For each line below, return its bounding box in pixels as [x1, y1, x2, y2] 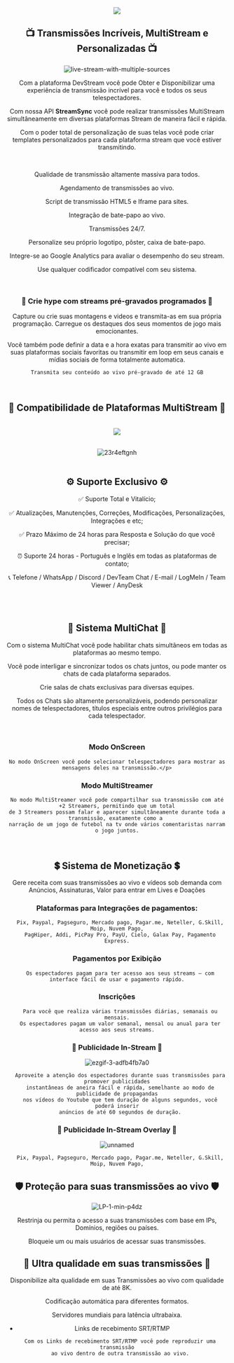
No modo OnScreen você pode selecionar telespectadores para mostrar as [8, 758, 226, 765]
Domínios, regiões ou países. [75, 1224, 159, 1232]
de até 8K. [102, 1284, 132, 1292]
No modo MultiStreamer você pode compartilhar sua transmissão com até [10, 797, 224, 804]
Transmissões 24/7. [89, 224, 145, 233]
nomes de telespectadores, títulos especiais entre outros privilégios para [12, 704, 222, 712]
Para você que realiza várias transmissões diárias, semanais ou [22, 1008, 218, 1015]
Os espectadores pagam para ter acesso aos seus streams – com [26, 970, 214, 977]
